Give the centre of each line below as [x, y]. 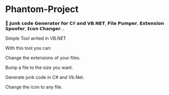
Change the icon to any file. [34, 87]
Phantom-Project [42, 9]
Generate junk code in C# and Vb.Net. [45, 77]
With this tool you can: [29, 48]
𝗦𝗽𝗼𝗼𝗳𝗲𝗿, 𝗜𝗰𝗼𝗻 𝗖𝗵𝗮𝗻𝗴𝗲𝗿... [35, 28]
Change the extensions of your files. [43, 58]
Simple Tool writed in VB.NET [36, 38]
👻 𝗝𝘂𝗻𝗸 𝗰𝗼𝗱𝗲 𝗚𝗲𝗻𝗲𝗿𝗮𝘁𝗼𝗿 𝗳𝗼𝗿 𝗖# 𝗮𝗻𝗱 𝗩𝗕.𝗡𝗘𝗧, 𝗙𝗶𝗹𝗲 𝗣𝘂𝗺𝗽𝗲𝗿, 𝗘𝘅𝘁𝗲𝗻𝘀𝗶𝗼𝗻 [85, 23]
